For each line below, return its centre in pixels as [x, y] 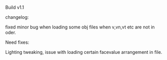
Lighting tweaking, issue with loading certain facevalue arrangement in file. [84, 52]
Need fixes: [17, 42]
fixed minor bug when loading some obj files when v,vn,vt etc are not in [80, 27]
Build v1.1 [15, 7]
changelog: [17, 17]
